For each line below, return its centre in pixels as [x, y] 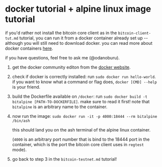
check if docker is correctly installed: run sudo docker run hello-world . [84, 76]
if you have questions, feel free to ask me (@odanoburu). [62, 57]
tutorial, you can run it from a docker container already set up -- [83, 38]
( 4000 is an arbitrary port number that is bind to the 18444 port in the [81, 139]
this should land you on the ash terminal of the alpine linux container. [81, 130]
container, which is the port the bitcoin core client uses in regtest [78, 144]
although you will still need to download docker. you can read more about [79, 43]
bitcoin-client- [134, 33]
